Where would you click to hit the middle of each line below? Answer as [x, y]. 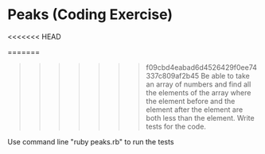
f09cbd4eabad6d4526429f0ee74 [202, 67]
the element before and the [191, 101]
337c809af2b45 [173, 75]
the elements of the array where [199, 92]
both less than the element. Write [201, 117]
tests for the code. [176, 126]
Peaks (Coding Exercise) [90, 15]
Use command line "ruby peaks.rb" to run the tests [91, 141]
